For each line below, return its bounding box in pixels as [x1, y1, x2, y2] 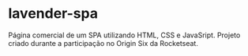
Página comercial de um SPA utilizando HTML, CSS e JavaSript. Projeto [8, 30, 241, 40]
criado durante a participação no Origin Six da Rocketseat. [8, 38, 199, 47]
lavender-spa [8, 5, 99, 23]
